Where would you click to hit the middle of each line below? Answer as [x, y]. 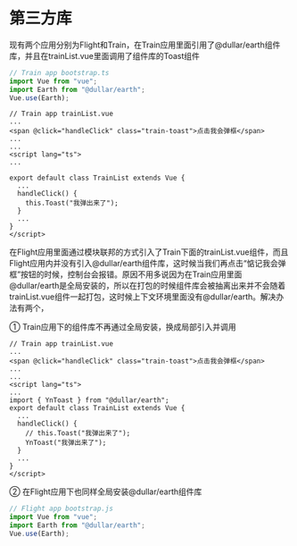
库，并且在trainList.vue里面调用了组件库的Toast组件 [105, 55]
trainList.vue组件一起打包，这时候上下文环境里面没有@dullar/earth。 [135, 297]
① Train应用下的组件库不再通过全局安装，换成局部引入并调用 [123, 327]
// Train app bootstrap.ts [59, 72]
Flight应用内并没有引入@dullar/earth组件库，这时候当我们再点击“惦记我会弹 [148, 264]
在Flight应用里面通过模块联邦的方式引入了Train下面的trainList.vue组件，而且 [149, 252]
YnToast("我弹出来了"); [66, 443]
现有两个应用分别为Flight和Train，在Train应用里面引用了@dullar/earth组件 [145, 45]
